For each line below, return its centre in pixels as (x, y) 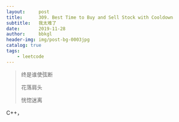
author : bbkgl (29, 34)
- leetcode (31, 56)
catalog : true (24, 46)
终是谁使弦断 (37, 74)
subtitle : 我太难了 (32, 23)
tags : (13, 51)
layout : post (28, 12)
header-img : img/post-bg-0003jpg (48, 40)
